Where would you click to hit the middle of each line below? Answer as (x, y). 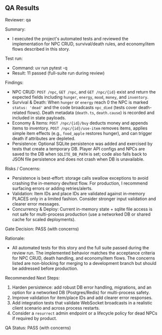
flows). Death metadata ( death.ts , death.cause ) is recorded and (91, 112)
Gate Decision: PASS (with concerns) (42, 229)
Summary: (15, 29)
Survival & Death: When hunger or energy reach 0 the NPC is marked (80, 102)
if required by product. (34, 318)
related (19, 112)
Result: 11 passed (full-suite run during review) (58, 73)
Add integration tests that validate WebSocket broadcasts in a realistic (82, 303)
